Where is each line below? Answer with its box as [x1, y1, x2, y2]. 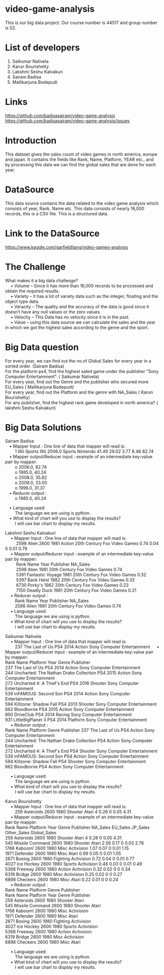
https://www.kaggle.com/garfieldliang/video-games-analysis [5, 244, 128, 250]
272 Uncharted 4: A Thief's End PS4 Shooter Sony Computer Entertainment [5, 748, 158, 754]
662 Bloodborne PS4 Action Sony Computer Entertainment [5, 764, 124, 770]
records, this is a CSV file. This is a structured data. [5, 211, 109, 216]
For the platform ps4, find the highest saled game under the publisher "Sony [5, 368, 159, 374]
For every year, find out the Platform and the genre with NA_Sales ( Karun [5, 389, 153, 395]
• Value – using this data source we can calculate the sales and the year [10, 319, 156, 325]
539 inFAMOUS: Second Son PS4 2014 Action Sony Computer [5, 691, 131, 697]
